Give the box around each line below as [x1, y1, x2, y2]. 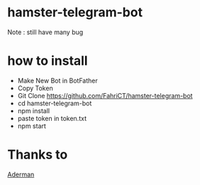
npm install [17, 106, 50, 115]
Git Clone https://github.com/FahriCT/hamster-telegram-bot [17, 91, 193, 100]
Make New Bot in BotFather [17, 76, 98, 85]
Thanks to [7, 147, 68, 163]
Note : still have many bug [7, 28, 84, 36]
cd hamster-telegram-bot [17, 99, 92, 107]
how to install [7, 53, 88, 69]
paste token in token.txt [17, 114, 87, 122]
